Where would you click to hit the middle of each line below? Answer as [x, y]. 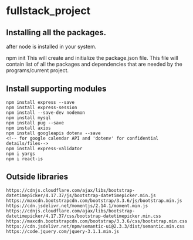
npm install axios [28, 128]
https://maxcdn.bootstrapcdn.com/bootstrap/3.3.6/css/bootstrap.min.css [97, 221]
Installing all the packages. [56, 33]
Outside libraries [37, 177]
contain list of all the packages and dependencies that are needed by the [94, 64]
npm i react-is [25, 159]
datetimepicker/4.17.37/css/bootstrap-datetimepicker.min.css [84, 216]
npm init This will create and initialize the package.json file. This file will [92, 58]
